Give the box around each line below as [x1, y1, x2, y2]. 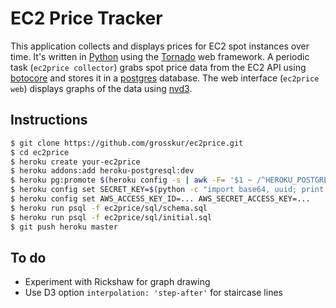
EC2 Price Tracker [10, 7, 163, 30]
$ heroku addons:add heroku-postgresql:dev [10, 166, 195, 176]
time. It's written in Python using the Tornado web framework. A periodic [10, 50, 310, 62]
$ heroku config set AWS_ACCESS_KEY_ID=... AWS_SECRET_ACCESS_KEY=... [10, 194, 311, 204]
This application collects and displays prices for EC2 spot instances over [10, 40, 310, 52]
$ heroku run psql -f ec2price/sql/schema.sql [10, 203, 208, 213]
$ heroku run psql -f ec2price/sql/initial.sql [10, 212, 213, 222]
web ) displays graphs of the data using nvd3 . [10, 82, 193, 94]
